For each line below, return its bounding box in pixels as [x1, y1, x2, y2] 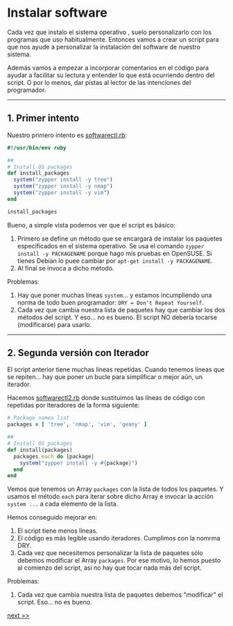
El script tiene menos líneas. [17, 527, 98, 535]
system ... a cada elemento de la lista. [7, 499, 119, 508]
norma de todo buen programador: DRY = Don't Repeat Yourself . [17, 298, 205, 307]
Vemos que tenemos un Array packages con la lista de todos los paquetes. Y [7, 485, 224, 493]
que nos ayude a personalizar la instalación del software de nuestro [7, 42, 201, 51]
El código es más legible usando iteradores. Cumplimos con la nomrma [17, 534, 221, 543]
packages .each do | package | [13, 453, 95, 460]
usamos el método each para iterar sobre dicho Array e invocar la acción [7, 492, 214, 501]
